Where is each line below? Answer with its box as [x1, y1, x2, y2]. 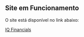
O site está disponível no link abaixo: [5, 17, 79, 23]
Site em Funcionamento [5, 4, 80, 12]
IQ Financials [5, 27, 31, 33]
